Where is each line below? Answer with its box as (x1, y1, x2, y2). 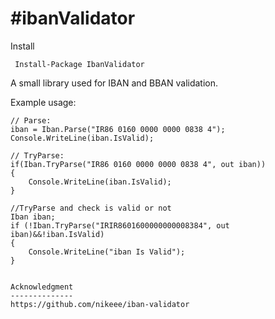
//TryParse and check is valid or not (10, 203, 172, 213)
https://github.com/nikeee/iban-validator (10, 299, 190, 309)
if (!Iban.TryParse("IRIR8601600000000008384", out (10, 220, 230, 231)
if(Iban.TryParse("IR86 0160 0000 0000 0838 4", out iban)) (10, 159, 267, 169)
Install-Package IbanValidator (14, 59, 145, 69)
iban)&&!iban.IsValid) (10, 229, 105, 239)
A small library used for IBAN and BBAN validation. (10, 77, 219, 89)
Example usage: (10, 96, 77, 108)
